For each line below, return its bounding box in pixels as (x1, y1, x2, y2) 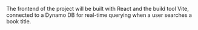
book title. (6, 18, 31, 25)
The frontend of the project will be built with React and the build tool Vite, (6, 5, 189, 12)
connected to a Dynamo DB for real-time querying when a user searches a (6, 11, 193, 19)
